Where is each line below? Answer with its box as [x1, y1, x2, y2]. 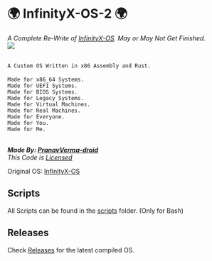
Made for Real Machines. [7, 107, 81, 114]
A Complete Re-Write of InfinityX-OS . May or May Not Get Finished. [7, 33, 206, 43]
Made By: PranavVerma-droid [7, 145, 99, 154]
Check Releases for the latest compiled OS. [7, 245, 135, 254]
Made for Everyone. [7, 113, 65, 121]
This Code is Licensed [7, 153, 73, 162]
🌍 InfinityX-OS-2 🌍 [7, 6, 128, 22]
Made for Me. [7, 126, 46, 133]
